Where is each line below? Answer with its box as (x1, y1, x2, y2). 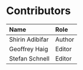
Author (55, 35, 75, 44)
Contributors (6, 4, 71, 18)
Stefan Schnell (9, 54, 50, 62)
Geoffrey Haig (9, 45, 49, 53)
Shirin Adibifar (9, 35, 49, 44)
